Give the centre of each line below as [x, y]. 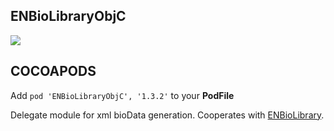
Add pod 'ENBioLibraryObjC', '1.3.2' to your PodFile [122, 95]
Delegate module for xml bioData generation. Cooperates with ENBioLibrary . [167, 115]
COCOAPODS [53, 71]
